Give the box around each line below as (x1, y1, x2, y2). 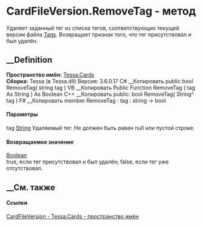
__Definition (6, 55, 53, 65)
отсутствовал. (6, 165, 43, 172)
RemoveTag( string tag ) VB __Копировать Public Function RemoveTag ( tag (6, 84, 195, 91)
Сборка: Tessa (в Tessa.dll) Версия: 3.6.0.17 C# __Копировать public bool (6, 77, 194, 84)
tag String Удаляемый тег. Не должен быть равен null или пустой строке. (6, 124, 195, 131)
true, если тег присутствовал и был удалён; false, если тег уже (6, 158, 169, 165)
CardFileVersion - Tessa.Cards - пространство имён (6, 213, 140, 220)
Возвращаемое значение (6, 138, 74, 145)
